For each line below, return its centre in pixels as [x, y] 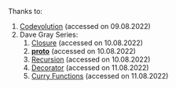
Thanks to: [26, 11]
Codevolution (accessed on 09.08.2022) [85, 26]
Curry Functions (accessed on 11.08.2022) [100, 76]
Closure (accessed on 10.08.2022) [87, 43]
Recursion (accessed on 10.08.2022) [91, 59]
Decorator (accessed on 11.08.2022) [90, 68]
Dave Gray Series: [49, 35]
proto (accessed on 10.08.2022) [83, 51]
